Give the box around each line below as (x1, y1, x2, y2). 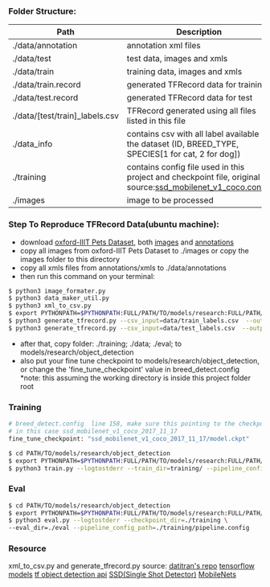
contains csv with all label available (126, 129, 260, 140)
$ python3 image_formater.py (8, 287, 106, 295)
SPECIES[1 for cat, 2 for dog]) (126, 149, 241, 160)
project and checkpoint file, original (126, 171, 260, 183)
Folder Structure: (8, 6, 77, 17)
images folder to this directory (19, 254, 121, 264)
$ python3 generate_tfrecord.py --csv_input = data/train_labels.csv (8, 317, 239, 325)
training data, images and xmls (126, 66, 243, 77)
